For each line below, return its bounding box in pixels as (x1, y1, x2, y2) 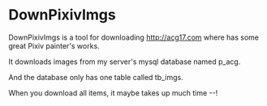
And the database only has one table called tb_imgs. (8, 72, 184, 82)
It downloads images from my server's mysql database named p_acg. (8, 57, 241, 66)
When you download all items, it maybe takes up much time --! (8, 87, 218, 98)
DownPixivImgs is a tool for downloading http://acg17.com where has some (8, 32, 260, 42)
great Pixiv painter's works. (8, 40, 100, 50)
